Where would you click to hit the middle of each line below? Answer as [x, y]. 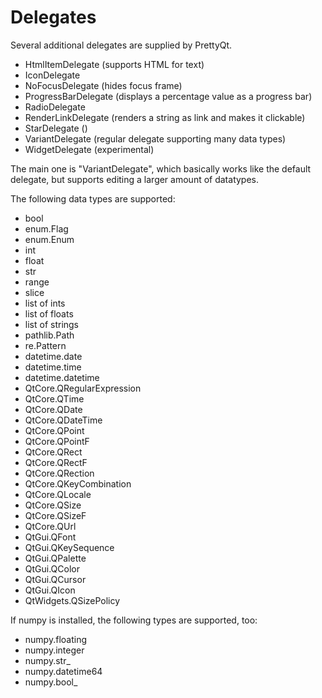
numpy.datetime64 [63, 671]
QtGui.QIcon [50, 590]
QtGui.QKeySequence [69, 547]
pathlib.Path [49, 335]
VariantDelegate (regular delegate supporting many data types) [155, 138]
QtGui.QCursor [55, 579]
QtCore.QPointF [57, 441]
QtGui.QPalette [55, 558]
